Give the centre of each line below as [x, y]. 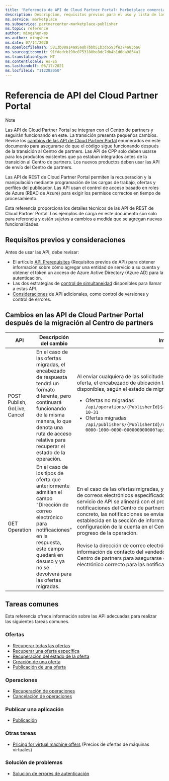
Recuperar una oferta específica [46, 651]
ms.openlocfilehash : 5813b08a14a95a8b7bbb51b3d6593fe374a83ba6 [73, 47]
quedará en [50, 555]
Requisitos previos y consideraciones [65, 240]
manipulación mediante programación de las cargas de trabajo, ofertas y [80, 182]
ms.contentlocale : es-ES [31, 61]
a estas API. [25, 288]
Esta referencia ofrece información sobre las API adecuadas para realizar [81, 616]
